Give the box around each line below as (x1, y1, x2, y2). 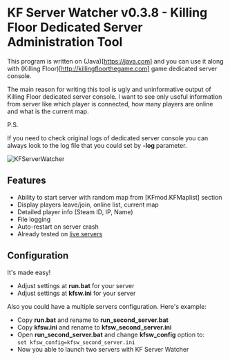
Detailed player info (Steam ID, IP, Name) (17, 207, 133, 216)
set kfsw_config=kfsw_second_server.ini (17, 339, 135, 346)
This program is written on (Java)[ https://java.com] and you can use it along (7, 57, 224, 65)
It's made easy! (7, 268, 51, 276)
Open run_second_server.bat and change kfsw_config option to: (17, 330, 205, 339)
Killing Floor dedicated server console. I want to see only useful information (7, 92, 222, 101)
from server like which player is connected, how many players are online (7, 100, 213, 108)
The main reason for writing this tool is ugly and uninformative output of (7, 85, 212, 93)
